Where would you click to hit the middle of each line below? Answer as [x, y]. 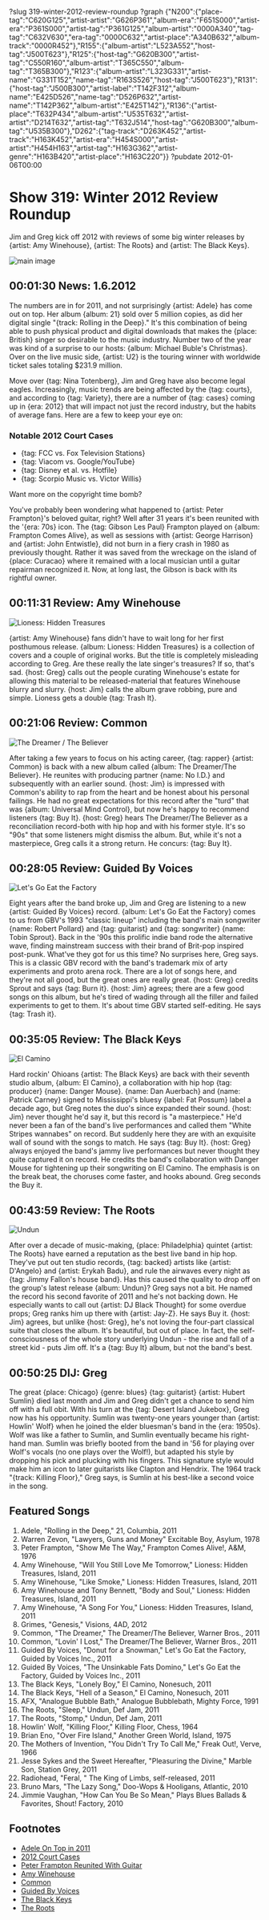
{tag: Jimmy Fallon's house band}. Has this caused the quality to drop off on [135, 1279]
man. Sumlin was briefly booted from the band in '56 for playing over [141, 1443]
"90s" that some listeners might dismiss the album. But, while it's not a [126, 835]
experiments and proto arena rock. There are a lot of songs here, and [123, 971]
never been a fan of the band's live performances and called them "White [130, 1125]
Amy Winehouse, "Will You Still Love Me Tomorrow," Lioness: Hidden [134, 1564]
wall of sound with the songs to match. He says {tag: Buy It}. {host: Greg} [130, 1142]
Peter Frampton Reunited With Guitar [81, 1865]
